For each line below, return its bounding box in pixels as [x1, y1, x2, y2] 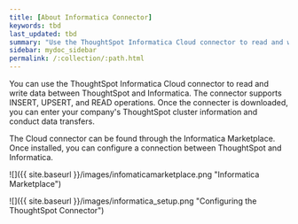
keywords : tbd [9, 21, 62, 30]
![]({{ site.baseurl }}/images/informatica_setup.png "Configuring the [9, 196, 257, 206]
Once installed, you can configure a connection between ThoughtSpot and [9, 143, 282, 153]
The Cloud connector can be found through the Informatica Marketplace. [9, 134, 276, 143]
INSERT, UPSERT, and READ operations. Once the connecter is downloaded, [9, 97, 288, 107]
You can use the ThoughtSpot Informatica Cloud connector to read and [9, 79, 269, 89]
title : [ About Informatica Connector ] [9, 12, 153, 22]
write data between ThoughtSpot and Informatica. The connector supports [9, 88, 282, 98]
